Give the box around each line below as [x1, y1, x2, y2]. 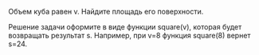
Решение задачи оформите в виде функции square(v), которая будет [8, 22, 242, 31]
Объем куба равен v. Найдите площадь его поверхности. [8, 7, 204, 16]
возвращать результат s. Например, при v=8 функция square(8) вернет [8, 31, 251, 40]
